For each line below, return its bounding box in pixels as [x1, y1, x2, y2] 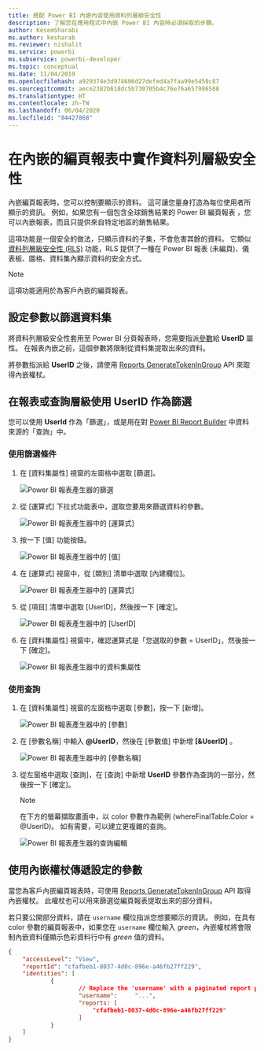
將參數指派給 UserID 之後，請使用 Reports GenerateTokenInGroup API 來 [8, 360, 244, 369]
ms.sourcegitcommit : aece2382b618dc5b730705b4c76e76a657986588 [8, 84, 220, 93]
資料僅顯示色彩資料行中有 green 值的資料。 [28, 932, 169, 942]
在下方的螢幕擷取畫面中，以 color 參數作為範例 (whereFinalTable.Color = [19, 812, 255, 821]
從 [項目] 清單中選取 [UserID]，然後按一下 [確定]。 [19, 601, 182, 611]
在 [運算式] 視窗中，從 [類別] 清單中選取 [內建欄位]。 [19, 568, 190, 578]
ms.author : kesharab [8, 33, 76, 42]
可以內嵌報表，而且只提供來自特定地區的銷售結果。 [8, 217, 174, 227]
